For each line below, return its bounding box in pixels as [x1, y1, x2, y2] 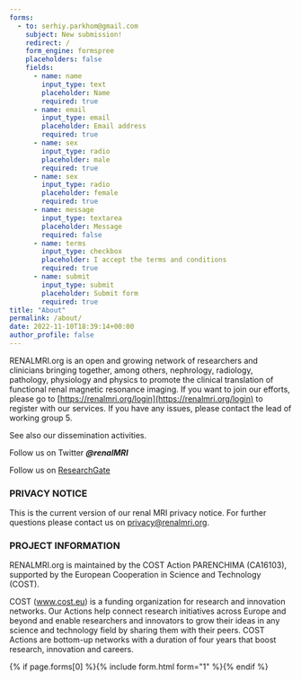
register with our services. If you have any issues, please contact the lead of [9, 402, 292, 413]
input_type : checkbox [41, 247, 123, 256]
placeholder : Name [41, 88, 111, 97]
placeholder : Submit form [41, 288, 139, 297]
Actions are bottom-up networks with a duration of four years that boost [9, 634, 277, 645]
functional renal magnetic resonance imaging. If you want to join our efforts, [9, 384, 290, 394]
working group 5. [9, 412, 73, 423]
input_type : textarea [41, 213, 123, 223]
